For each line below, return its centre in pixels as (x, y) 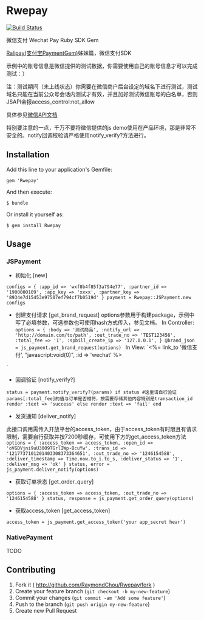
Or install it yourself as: (35, 214)
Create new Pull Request (46, 610)
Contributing (31, 570)
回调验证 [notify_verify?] (45, 380)
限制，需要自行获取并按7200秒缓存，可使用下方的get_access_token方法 (96, 437)
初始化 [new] (31, 275)
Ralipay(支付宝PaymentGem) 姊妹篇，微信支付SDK (69, 53)
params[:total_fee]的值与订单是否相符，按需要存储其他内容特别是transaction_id (100, 399)
